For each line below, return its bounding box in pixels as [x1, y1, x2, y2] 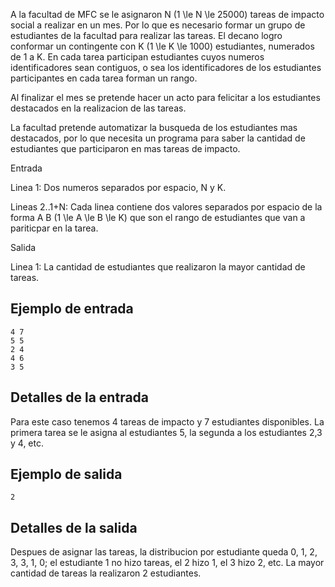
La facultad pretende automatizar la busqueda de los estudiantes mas [10, 122, 298, 133]
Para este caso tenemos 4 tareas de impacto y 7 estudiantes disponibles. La [10, 415, 325, 428]
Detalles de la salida [10, 519, 138, 536]
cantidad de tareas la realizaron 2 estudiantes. [10, 567, 202, 579]
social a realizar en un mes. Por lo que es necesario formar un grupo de [10, 19, 306, 31]
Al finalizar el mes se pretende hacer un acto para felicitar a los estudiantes [10, 92, 321, 103]
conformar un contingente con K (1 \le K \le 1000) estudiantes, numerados [10, 40, 315, 52]
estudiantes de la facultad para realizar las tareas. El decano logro [10, 30, 283, 41]
